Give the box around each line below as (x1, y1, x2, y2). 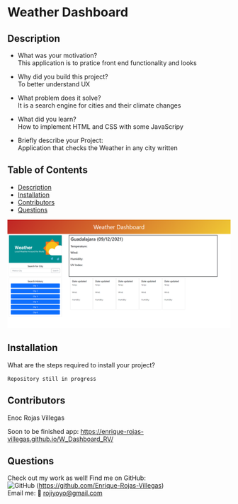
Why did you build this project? (17, 72, 108, 81)
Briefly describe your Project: (17, 136, 103, 144)
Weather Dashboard (7, 4, 129, 21)
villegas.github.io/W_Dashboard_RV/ (7, 435, 114, 443)
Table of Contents (7, 164, 89, 176)
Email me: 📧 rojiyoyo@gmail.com (7, 489, 103, 498)
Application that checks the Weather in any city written (17, 144, 178, 152)
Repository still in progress (7, 375, 97, 382)
